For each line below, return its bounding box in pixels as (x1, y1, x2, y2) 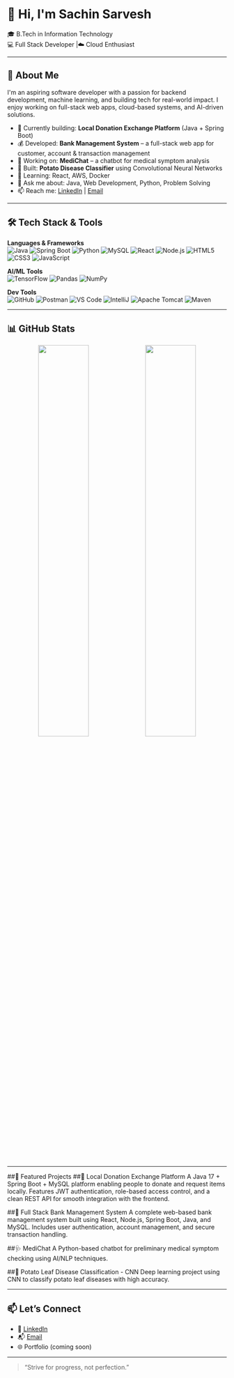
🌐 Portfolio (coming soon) (17, 1342, 92, 1351)
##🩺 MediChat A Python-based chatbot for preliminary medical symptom (7, 1244, 219, 1253)
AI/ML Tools (7, 267, 43, 275)
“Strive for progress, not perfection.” (24, 1363, 130, 1372)
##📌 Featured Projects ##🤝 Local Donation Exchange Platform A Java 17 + (7, 1172, 221, 1181)
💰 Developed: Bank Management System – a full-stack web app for (17, 139, 214, 147)
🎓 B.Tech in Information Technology (7, 29, 114, 38)
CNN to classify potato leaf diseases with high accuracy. (7, 1275, 170, 1284)
